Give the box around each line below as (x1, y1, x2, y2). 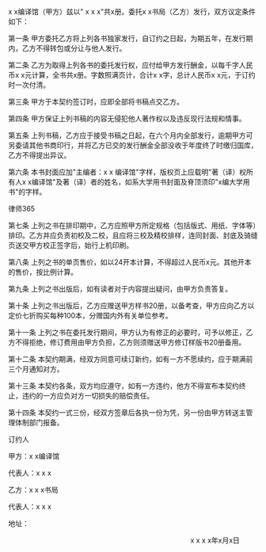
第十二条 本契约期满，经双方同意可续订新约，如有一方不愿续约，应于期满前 (8, 355, 253, 364)
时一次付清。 (8, 80, 50, 89)
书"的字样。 (8, 187, 47, 196)
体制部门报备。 (14, 418, 64, 427)
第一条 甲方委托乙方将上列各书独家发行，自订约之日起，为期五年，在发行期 (8, 34, 253, 43)
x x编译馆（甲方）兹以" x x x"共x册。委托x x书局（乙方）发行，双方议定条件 (8, 7, 256, 16)
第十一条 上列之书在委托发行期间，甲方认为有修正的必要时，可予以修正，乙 (8, 328, 253, 337)
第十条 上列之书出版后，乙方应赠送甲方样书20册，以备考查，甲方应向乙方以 (8, 301, 255, 310)
